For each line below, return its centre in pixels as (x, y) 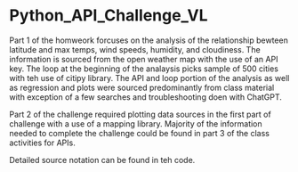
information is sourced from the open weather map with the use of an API (144, 59)
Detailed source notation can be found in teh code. (102, 160)
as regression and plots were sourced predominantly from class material (142, 87)
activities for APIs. (42, 143)
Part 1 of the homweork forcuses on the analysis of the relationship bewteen (149, 40)
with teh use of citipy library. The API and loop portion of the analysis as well (149, 78)
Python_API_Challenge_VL (109, 16)
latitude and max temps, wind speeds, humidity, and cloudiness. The (135, 49)
